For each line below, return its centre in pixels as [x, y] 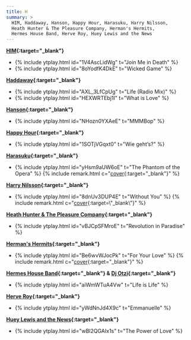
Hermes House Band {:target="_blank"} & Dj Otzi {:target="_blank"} [91, 273]
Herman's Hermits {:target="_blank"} [53, 244]
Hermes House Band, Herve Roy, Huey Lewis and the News [82, 34]
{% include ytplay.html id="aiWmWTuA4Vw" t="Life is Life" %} [92, 285]
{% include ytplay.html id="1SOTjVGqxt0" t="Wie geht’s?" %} [90, 144]
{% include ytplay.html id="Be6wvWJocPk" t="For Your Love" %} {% [99, 255]
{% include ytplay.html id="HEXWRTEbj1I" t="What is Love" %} [92, 98]
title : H [17, 12]
